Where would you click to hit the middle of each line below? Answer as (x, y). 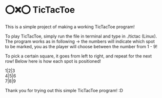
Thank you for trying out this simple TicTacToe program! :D (64, 90)
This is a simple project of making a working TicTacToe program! (70, 27)
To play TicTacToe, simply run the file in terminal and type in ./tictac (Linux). (81, 36)
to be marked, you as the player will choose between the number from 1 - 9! (81, 46)
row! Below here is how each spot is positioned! (53, 61)
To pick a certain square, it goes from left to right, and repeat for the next (79, 56)
